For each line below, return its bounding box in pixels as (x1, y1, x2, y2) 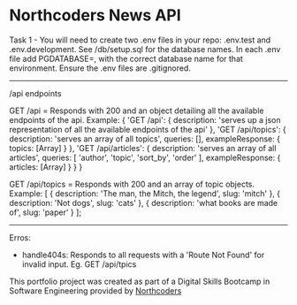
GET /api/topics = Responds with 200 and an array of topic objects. (9, 179, 255, 189)
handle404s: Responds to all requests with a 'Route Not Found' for (21, 249, 265, 260)
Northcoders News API (9, 5, 181, 26)
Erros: (9, 232, 31, 243)
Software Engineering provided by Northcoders (9, 285, 182, 296)
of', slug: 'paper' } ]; (9, 207, 82, 217)
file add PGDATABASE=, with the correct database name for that (9, 53, 243, 64)
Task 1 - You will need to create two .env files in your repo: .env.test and (9, 34, 271, 45)
